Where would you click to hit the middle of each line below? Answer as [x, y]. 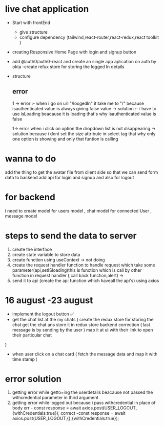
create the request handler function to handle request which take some [83, 265]
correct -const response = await [93, 413]
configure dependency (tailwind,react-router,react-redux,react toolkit [89, 37]
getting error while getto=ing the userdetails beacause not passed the [82, 392]
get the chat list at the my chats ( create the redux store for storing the [83, 319]
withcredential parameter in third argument [55, 398]
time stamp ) [25, 359]
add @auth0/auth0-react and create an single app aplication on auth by [84, 61]
